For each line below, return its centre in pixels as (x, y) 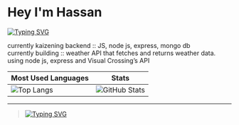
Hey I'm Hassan (55, 12)
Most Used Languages (50, 78)
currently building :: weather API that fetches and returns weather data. (112, 53)
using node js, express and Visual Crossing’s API (79, 60)
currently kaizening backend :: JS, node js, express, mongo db (99, 45)
